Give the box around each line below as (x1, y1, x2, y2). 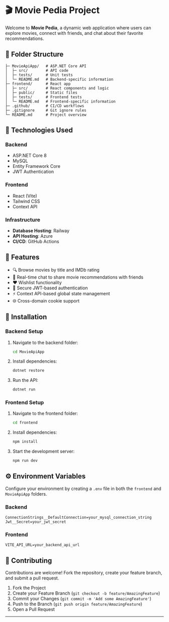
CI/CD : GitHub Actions (12, 239, 59, 245)
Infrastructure (5, 216, 41, 223)
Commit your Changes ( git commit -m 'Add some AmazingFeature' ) (12, 596, 152, 602)
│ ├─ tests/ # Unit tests (5, 72, 73, 77)
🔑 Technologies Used (5, 126, 73, 135)
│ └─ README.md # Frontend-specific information (5, 99, 116, 104)
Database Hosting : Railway (12, 228, 69, 234)
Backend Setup (5, 328, 44, 335)
